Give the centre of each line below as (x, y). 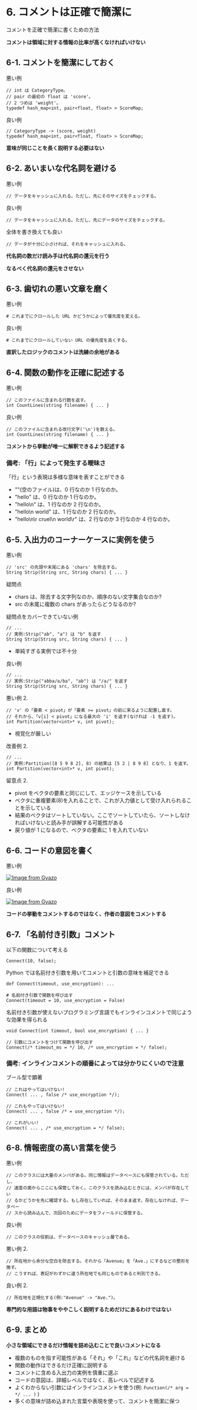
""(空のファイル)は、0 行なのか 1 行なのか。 (68, 490)
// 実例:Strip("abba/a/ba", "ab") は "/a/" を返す (67, 681)
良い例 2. (17, 1286)
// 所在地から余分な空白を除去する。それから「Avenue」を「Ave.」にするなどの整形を (98, 1261)
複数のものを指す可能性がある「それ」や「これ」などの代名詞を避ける (100, 1357)
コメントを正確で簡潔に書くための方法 (52, 30)
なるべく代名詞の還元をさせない (45, 268)
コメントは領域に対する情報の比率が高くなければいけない (76, 42)
